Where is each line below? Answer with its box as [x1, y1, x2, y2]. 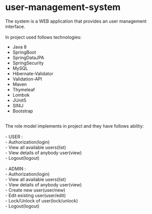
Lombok [12, 92, 30, 98]
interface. [5, 23, 25, 29]
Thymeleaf [12, 86, 35, 92]
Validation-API [12, 76, 42, 82]
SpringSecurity [12, 60, 44, 66]
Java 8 [12, 44, 27, 50]
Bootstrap [12, 108, 33, 114]
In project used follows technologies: [5, 34, 82, 40]
